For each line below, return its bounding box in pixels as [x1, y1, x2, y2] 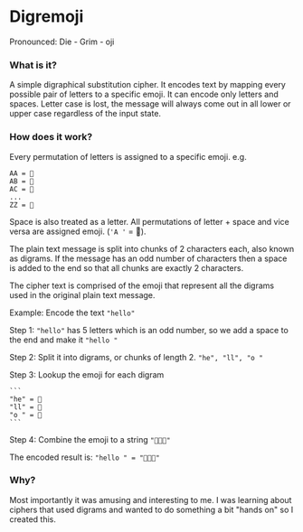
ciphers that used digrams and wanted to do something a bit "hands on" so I [9, 504, 294, 515]
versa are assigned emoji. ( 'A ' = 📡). [9, 226, 147, 237]
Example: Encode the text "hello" [9, 307, 136, 318]
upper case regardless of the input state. [9, 108, 161, 119]
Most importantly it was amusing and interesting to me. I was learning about [9, 494, 292, 505]
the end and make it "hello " [9, 334, 118, 345]
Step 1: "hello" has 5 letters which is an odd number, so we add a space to [9, 324, 289, 335]
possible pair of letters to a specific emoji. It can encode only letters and [9, 89, 279, 100]
